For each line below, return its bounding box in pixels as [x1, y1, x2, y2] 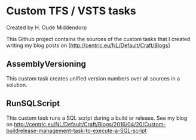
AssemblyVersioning [6, 59, 87, 69]
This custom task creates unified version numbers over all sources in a [6, 74, 180, 82]
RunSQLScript [6, 98, 60, 108]
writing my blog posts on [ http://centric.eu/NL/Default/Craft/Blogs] [6, 42, 170, 49]
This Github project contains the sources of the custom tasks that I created [6, 35, 191, 42]
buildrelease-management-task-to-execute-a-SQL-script [6, 127, 147, 134]
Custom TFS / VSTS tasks [6, 4, 136, 18]
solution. [6, 81, 28, 88]
